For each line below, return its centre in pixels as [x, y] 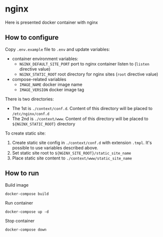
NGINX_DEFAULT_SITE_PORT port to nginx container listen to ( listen [84, 63]
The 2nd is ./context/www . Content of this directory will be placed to [80, 118]
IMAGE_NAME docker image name [51, 84]
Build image [17, 185]
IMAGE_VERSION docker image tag [52, 89]
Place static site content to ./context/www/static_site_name [72, 158]
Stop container [20, 221]
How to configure [32, 38]
